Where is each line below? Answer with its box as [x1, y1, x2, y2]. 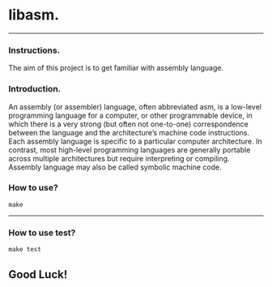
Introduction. [8, 84, 62, 95]
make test [8, 246, 42, 254]
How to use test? [8, 227, 76, 238]
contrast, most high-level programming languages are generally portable [8, 144, 251, 155]
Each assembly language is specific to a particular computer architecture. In [8, 136, 262, 146]
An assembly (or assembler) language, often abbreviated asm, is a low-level [8, 101, 261, 111]
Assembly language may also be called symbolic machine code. [8, 162, 222, 172]
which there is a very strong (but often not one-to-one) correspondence [8, 119, 249, 129]
